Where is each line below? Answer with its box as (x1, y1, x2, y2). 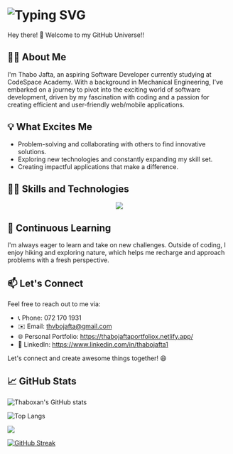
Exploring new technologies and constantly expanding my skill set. (17, 155, 213, 163)
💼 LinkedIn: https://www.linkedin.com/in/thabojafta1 (17, 340, 169, 348)
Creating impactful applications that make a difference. (17, 162, 179, 171)
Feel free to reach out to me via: (7, 300, 101, 308)
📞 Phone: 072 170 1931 (17, 313, 82, 322)
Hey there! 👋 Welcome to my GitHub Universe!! (7, 31, 144, 39)
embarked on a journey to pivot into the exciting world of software (7, 85, 201, 94)
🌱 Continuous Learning (7, 222, 112, 234)
